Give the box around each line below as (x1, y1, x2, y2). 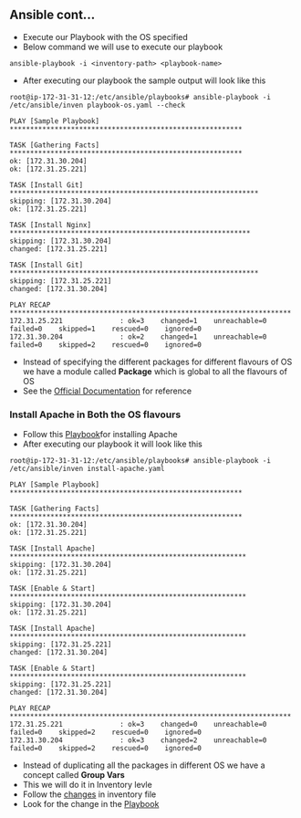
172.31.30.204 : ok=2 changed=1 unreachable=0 (9, 332, 267, 341)
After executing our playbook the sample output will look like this (22, 75, 266, 86)
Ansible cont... (9, 7, 96, 23)
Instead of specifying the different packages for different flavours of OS (22, 356, 293, 367)
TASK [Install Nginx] (9, 220, 92, 229)
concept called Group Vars (22, 770, 125, 781)
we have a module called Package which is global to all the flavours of (22, 365, 287, 377)
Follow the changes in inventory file (22, 789, 157, 800)
